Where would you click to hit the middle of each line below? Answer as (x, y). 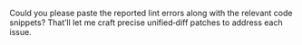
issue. (20, 32)
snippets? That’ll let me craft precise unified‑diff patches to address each (146, 22)
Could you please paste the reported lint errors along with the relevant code (151, 13)
